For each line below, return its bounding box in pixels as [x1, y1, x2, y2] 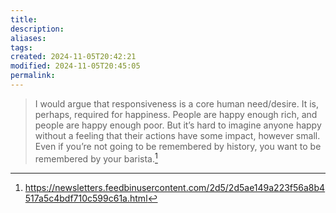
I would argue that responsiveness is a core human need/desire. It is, [34, 97, 320, 110]
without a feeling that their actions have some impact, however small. [34, 129, 321, 141]
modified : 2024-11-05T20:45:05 [10, 61, 141, 71]
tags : [10, 42, 33, 53]
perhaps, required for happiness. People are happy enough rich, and [34, 108, 318, 120]
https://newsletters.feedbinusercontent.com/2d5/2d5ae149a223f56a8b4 [24, 181, 326, 193]
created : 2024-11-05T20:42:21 [10, 52, 137, 62]
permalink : [10, 71, 56, 81]
